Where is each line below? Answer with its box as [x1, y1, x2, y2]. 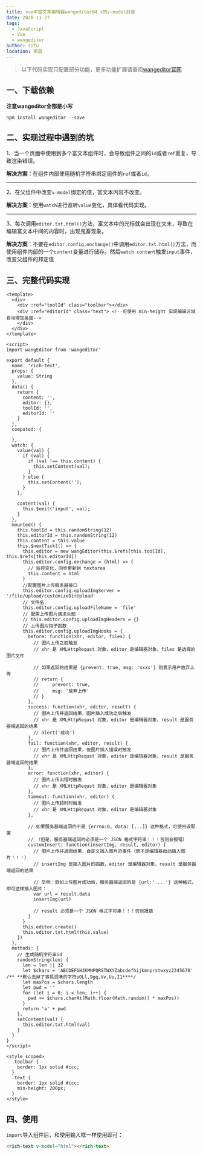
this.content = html [28, 571, 80, 577]
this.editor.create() [22, 924, 77, 930]
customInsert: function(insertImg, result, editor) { [28, 842, 166, 848]
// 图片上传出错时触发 [33, 777, 83, 783]
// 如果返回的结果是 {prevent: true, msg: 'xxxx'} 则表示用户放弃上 [33, 665, 195, 671]
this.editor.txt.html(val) [22, 1022, 91, 1028]
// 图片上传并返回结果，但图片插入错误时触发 [33, 747, 132, 753]
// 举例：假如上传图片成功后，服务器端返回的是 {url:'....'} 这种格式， [33, 879, 196, 885]
